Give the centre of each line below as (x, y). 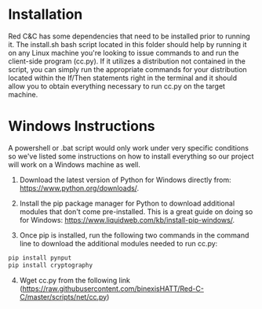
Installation (45, 15)
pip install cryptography (50, 265)
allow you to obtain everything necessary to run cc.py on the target (117, 86)
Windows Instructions (82, 126)
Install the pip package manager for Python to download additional (127, 203)
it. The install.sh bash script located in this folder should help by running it (127, 44)
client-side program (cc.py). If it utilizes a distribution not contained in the (127, 61)
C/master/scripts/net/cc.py (63, 296)
